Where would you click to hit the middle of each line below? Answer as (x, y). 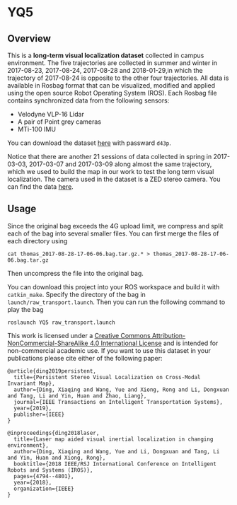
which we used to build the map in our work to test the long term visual (111, 172)
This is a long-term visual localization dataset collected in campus (106, 55)
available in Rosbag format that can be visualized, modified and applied (111, 85)
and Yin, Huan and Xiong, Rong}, (57, 458)
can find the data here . (41, 187)
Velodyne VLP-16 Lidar (51, 114)
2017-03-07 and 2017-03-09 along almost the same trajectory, (121, 164)
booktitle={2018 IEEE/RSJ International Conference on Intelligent (115, 464)
